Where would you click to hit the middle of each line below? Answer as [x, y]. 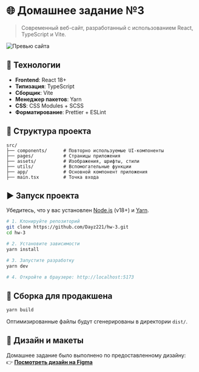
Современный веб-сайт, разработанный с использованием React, [107, 27]
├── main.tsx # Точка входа [52, 177]
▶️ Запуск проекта [43, 195]
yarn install [23, 249]
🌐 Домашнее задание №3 [75, 11]
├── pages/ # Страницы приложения [63, 156]
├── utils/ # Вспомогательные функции [69, 167]
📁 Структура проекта [49, 131]
